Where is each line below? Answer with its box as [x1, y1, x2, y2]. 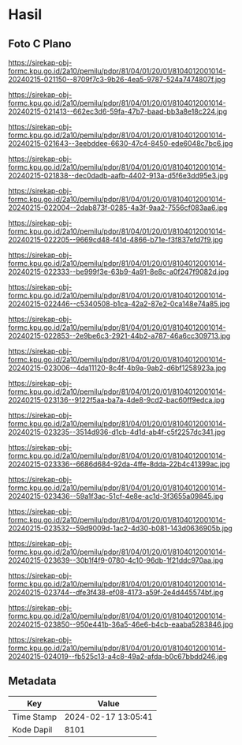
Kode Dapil [12, 724, 53, 735]
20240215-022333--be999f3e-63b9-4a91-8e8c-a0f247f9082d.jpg [8, 267, 229, 276]
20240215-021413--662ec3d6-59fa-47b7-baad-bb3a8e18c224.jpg [8, 107, 227, 116]
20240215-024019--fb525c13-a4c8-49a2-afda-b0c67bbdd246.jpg [8, 652, 228, 661]
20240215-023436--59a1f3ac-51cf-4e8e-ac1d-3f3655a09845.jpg [8, 492, 224, 500]
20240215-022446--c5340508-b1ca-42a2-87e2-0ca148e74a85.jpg [8, 299, 230, 309]
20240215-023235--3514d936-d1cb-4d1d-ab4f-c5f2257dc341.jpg [8, 428, 226, 436]
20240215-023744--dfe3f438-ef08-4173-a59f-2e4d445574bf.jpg [8, 588, 224, 597]
